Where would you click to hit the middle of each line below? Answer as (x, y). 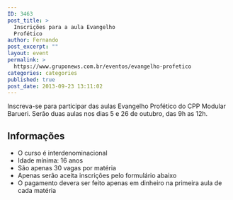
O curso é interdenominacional (62, 153)
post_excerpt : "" (33, 47)
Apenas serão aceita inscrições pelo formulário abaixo (97, 176)
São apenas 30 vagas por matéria (67, 168)
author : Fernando (33, 40)
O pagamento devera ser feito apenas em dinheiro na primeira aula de (120, 183)
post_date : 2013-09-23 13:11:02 (55, 86)
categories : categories (42, 73)
